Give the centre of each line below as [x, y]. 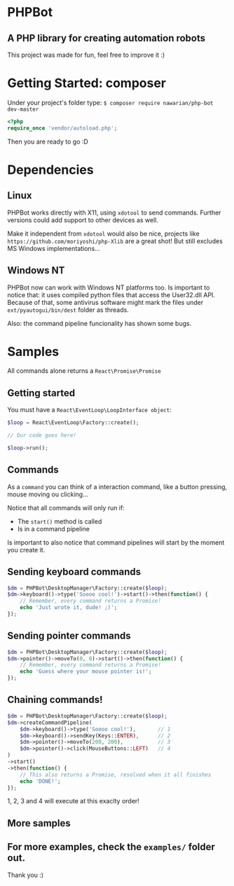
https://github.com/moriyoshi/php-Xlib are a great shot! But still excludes [115, 241]
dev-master [23, 109]
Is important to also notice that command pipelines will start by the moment [116, 542]
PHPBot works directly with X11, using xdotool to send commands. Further [114, 212]
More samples [39, 823]
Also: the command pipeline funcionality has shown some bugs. [99, 323]
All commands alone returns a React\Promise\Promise [84, 371]
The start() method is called [60, 521]
